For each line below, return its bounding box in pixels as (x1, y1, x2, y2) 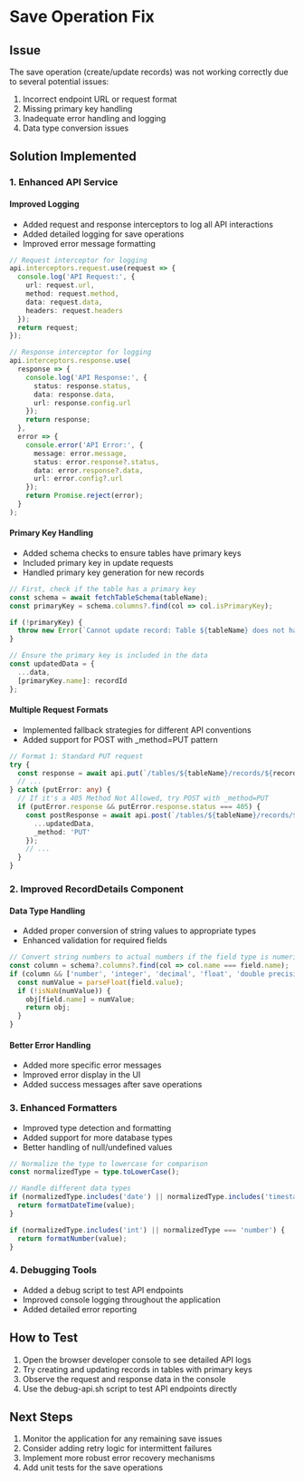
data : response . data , (33, 390, 116, 399)
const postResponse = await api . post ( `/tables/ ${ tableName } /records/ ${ (25, 810, 301, 820)
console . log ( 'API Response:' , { (25, 373, 147, 382)
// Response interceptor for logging (9, 347, 152, 357)
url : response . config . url (33, 398, 131, 407)
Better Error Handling (9, 1039, 91, 1050)
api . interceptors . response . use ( (9, 356, 131, 366)
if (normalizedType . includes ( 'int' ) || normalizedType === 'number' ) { (9, 1225, 285, 1234)
